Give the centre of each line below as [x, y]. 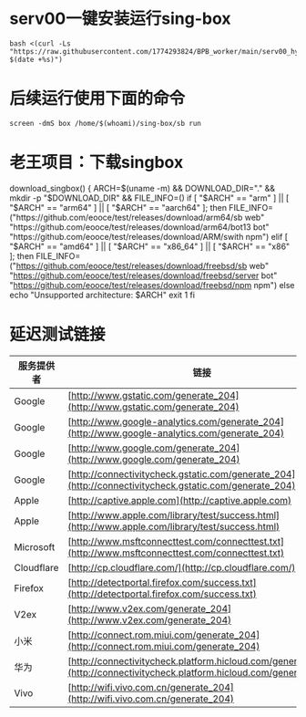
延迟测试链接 [58, 335]
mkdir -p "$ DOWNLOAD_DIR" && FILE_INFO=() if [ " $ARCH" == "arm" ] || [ [149, 198]
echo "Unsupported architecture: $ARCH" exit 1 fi [102, 295]
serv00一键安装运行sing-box [120, 19]
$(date [22, 59]
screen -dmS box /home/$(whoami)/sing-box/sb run [106, 123]
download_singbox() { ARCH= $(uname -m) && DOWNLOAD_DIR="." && [143, 188]
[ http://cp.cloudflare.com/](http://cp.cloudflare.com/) [182, 567]
